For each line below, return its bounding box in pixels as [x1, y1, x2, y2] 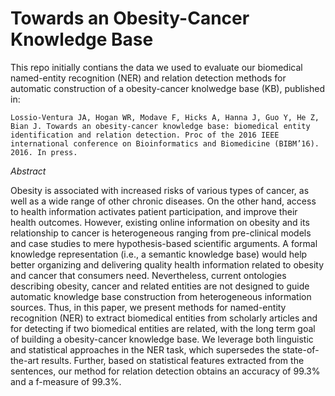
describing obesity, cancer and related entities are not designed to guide [10, 280, 310, 292]
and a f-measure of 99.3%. [10, 375, 122, 387]
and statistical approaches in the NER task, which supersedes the [10, 343, 281, 356]
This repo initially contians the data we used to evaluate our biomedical [10, 61, 303, 73]
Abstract [10, 165, 47, 177]
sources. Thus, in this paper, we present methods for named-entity [10, 301, 287, 313]
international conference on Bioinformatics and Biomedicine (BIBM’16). [10, 138, 320, 149]
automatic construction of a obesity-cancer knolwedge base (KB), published [10, 82, 326, 94]
